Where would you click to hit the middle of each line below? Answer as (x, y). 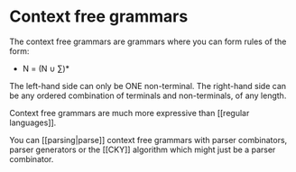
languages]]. (33, 122)
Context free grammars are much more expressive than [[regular (129, 113)
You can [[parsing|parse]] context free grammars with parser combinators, (148, 140)
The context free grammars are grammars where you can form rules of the (148, 41)
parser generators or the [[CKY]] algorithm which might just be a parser (143, 149)
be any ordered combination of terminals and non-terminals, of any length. (148, 95)
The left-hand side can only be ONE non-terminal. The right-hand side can (148, 86)
